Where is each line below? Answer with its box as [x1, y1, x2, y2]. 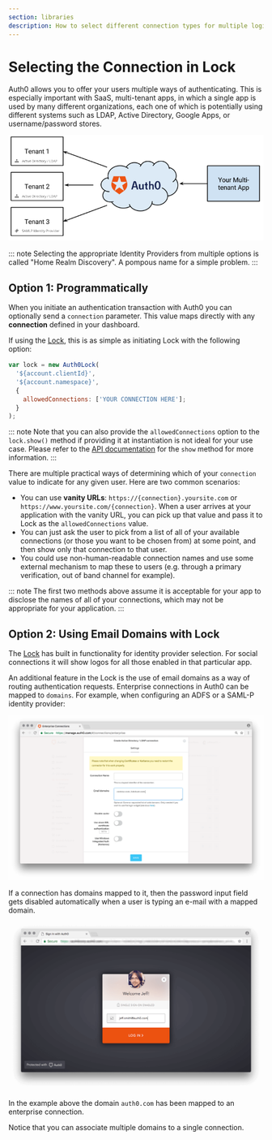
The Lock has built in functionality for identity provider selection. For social [8, 649, 258, 659]
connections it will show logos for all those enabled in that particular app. [8, 658, 253, 667]
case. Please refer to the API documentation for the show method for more [8, 444, 254, 454]
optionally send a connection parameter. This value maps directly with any [8, 311, 255, 321]
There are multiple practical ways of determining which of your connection [8, 469, 257, 478]
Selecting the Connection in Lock [8, 58, 236, 76]
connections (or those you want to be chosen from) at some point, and [19, 536, 257, 546]
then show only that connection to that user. [19, 545, 168, 555]
